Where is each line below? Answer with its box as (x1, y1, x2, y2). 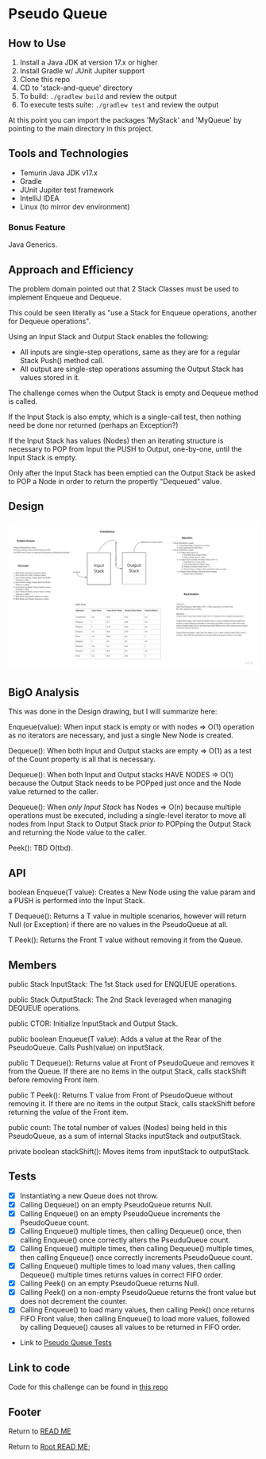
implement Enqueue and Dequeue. (8, 292, 121, 302)
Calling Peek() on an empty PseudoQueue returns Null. (19, 1279, 200, 1289)
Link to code (8, 1361, 71, 1375)
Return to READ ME (8, 1426, 71, 1436)
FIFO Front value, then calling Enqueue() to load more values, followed (19, 1314, 250, 1324)
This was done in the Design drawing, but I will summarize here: (8, 706, 218, 717)
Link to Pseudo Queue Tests (19, 1338, 113, 1348)
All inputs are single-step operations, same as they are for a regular (19, 347, 241, 357)
